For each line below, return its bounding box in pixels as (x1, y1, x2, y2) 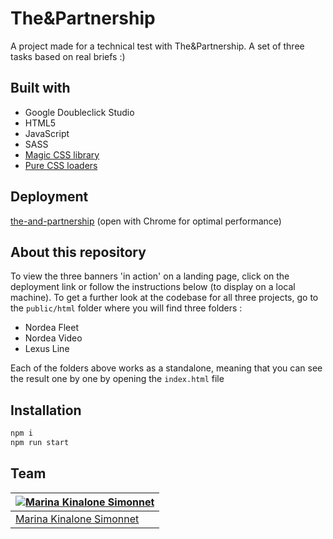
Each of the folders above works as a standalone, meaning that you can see (10, 362, 323, 374)
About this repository (10, 243, 147, 261)
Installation (10, 402, 82, 419)
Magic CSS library (24, 148, 100, 161)
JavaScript (24, 127, 70, 139)
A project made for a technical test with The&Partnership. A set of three (10, 40, 305, 52)
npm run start (10, 438, 70, 448)
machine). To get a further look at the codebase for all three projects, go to (10, 292, 319, 304)
